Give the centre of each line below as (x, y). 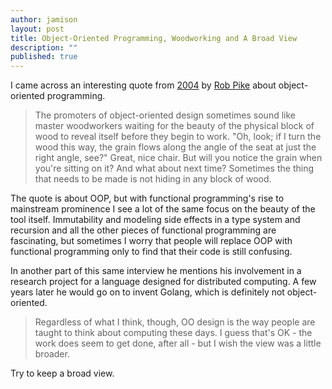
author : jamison (44, 19)
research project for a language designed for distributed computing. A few (163, 282)
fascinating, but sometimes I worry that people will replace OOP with (151, 241)
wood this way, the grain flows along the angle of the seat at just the (175, 147)
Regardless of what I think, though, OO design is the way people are (175, 322)
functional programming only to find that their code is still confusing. (151, 252)
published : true (44, 57)
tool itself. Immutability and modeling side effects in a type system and (155, 220)
